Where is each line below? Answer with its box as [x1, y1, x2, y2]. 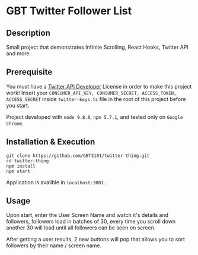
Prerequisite [6, 67, 53, 77]
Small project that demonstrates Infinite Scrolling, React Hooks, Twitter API [6, 43, 189, 51]
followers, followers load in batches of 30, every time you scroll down [6, 218, 176, 225]
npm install [6, 163, 36, 169]
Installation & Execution [6, 137, 95, 147]
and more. [6, 50, 31, 57]
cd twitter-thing [6, 158, 49, 164]
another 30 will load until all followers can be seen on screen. [6, 224, 156, 231]
